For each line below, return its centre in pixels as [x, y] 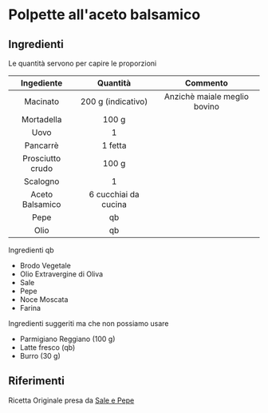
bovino [206, 107]
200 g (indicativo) [114, 101]
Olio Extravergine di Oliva [61, 274]
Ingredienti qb [31, 250]
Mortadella [41, 119]
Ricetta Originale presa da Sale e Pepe [71, 400]
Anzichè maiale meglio [207, 96]
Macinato [41, 101]
